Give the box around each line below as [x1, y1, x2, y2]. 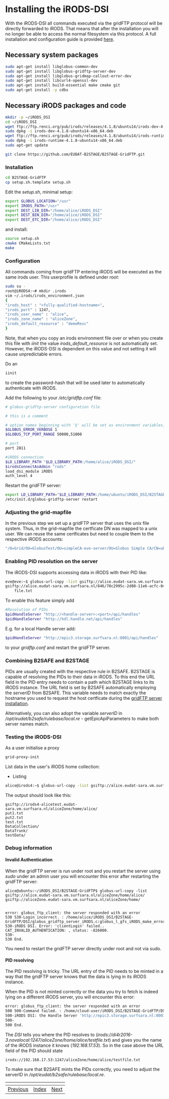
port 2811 [5, 446, 26, 451]
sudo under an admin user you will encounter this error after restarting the [5, 873, 159, 879]
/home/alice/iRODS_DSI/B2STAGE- [66, 915, 134, 920]
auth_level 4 [5, 474, 33, 479]
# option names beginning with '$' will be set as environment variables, [5, 422, 165, 428]
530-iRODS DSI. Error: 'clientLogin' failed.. [5, 924, 105, 929]
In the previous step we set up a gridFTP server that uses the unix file [5, 520, 149, 526]
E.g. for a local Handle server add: [5, 625, 76, 631]
